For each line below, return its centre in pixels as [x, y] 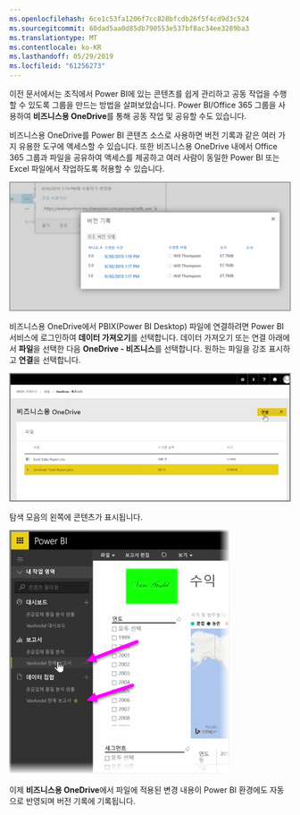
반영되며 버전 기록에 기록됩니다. [80, 801]
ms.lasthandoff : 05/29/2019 [62, 57]
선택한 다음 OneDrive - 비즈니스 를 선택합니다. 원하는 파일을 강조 [154, 349]
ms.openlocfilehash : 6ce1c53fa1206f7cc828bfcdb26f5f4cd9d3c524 [129, 19]
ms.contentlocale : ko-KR [55, 47]
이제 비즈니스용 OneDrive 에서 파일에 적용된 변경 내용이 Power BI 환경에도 [138, 790]
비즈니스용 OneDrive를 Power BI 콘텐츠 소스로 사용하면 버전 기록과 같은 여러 [143, 135]
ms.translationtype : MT [54, 38]
